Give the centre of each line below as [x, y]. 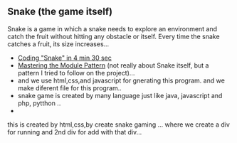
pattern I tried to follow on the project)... [76, 73]
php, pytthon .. [39, 103]
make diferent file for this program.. [70, 88]
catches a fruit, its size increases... [58, 44]
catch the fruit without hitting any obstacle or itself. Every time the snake [114, 36]
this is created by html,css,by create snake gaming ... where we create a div [118, 125]
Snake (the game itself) [60, 12]
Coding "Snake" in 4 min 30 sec [65, 58]
